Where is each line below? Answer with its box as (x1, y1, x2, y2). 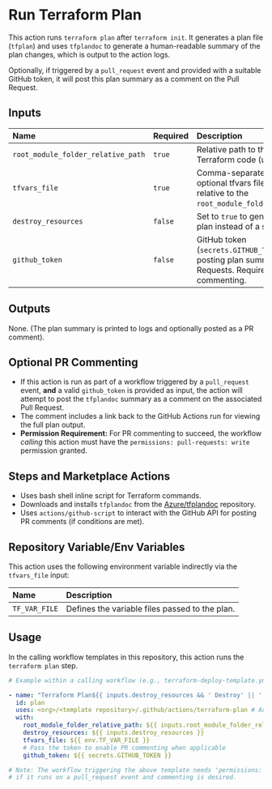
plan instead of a (196, 220, 261, 232)
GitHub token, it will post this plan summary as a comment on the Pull (8, 74, 240, 83)
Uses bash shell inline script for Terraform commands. (19, 491, 202, 501)
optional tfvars (196, 177, 252, 188)
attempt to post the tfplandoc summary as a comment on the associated (19, 394, 262, 404)
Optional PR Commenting (8, 355, 139, 369)
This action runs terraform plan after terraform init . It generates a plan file (8, 32, 264, 42)
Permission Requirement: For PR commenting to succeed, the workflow (19, 429, 262, 438)
